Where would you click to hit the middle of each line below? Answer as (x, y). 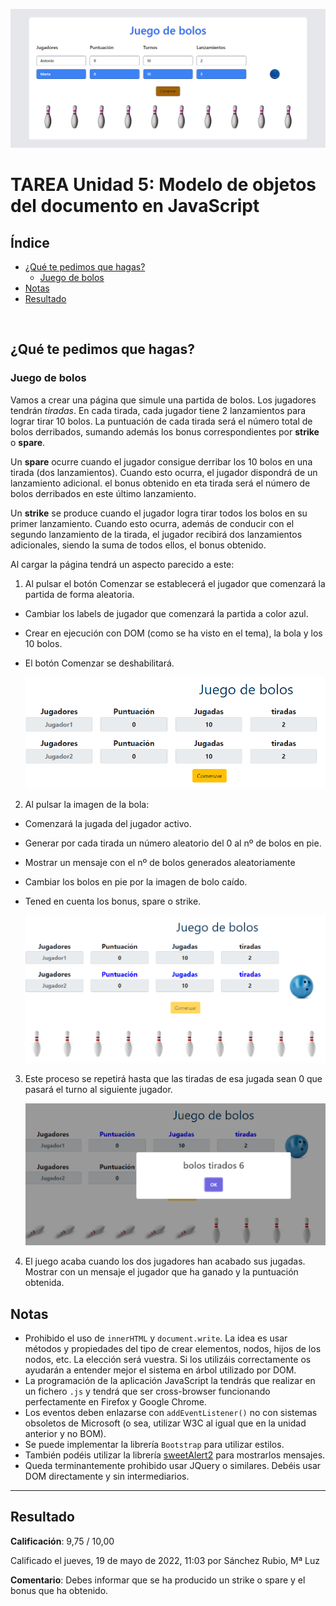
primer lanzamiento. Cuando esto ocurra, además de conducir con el (152, 523)
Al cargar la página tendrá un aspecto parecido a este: (122, 564)
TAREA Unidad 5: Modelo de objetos (163, 185)
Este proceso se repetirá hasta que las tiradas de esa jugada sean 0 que (173, 1079)
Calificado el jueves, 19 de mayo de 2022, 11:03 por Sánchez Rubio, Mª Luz (165, 1560)
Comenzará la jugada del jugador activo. (108, 824)
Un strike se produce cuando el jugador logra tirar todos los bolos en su (159, 513)
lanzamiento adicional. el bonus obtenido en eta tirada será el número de (160, 483)
